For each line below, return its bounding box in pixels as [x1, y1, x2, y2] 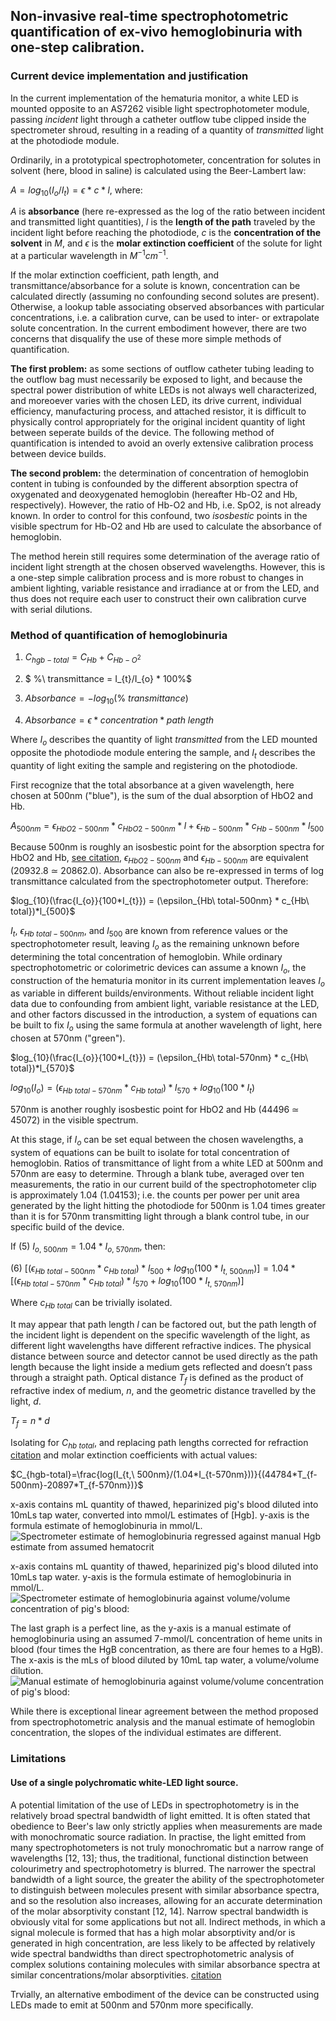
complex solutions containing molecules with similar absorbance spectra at [10, 1958, 321, 1970]
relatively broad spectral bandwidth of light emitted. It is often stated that [10, 1809, 311, 1821]
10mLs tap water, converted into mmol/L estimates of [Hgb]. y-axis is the [10, 1509, 310, 1521]
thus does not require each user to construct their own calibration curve [10, 593, 307, 605]
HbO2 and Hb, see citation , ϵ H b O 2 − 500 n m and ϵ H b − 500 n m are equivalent [10, 852, 309, 866]
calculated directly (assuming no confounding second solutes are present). [10, 290, 320, 303]
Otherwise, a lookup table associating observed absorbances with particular [10, 301, 325, 313]
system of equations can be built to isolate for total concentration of [10, 1146, 290, 1158]
